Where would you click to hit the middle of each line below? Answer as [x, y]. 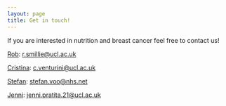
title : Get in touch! [39, 20]
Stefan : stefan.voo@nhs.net [47, 81]
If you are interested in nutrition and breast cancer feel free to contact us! [113, 40]
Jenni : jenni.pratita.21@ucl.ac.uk [54, 95]
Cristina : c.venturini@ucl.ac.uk [52, 67]
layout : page [26, 14]
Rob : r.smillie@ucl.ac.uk [42, 54]
